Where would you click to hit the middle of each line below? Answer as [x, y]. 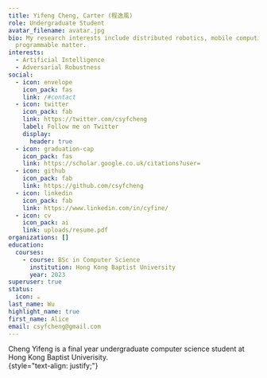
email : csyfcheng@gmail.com [55, 326]
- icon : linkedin [44, 193]
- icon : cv [33, 216]
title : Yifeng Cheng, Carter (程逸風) [71, 16]
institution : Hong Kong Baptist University [103, 267]
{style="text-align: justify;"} [53, 366]
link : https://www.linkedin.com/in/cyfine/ [96, 208]
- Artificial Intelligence [60, 60]
